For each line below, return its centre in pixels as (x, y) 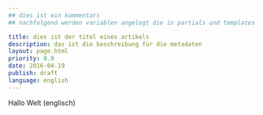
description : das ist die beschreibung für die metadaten (105, 44)
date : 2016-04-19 (37, 66)
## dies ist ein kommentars (54, 15)
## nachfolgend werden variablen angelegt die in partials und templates (132, 23)
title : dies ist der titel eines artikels (79, 37)
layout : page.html (38, 52)
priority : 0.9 (31, 59)
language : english (38, 80)
